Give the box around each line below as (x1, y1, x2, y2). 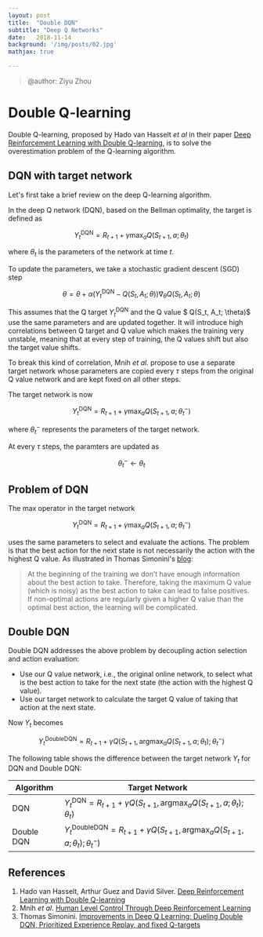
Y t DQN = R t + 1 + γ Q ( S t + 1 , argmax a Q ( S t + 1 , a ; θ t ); (63, 796, 244, 809)
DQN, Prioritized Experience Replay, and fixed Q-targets (19, 920, 201, 929)
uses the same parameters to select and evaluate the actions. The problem (8, 537, 250, 546)
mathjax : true (8, 48, 55, 56)
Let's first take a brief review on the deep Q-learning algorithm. (8, 190, 212, 199)
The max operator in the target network (8, 504, 135, 513)
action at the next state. (19, 703, 96, 713)
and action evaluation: (8, 654, 80, 664)
